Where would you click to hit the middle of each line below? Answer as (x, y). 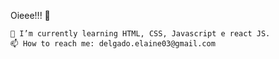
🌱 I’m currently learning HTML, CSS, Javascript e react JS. (140, 34)
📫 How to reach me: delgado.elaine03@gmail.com (113, 44)
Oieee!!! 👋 (30, 15)
